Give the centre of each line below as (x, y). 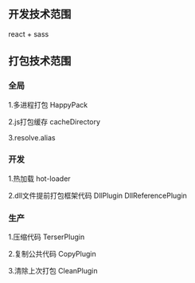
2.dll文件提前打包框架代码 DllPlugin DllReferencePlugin (97, 195)
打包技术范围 (40, 61)
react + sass (29, 33)
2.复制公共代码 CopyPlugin (53, 254)
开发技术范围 (40, 14)
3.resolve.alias (32, 137)
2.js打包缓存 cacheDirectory (55, 121)
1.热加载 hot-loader (39, 179)
